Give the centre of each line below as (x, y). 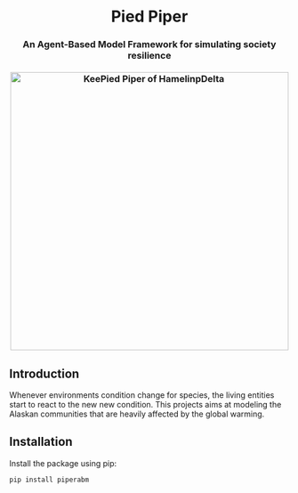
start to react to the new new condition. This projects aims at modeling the (145, 404)
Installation (41, 442)
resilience (149, 56)
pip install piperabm (49, 480)
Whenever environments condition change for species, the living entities (142, 395)
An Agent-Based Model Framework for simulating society (149, 44)
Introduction (44, 373)
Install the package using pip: (63, 463)
